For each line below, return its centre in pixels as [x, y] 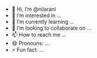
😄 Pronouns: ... [31, 43]
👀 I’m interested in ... [36, 15]
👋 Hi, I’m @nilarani [34, 9]
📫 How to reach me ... [39, 35]
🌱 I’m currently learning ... [43, 22]
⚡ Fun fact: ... [28, 50]
